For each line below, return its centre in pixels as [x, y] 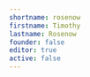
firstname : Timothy [45, 26]
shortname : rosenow [45, 17]
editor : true [33, 50]
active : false [35, 58]
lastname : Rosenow [43, 34]
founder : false [37, 42]
